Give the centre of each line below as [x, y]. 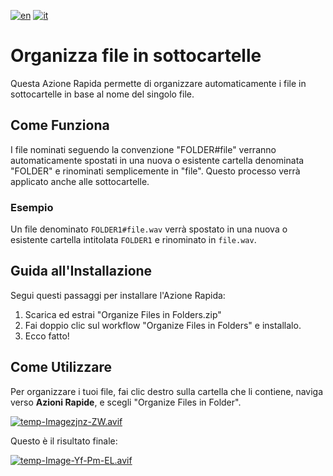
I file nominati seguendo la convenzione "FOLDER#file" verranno [143, 149]
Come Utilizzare [61, 367]
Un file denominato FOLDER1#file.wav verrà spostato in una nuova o [149, 229]
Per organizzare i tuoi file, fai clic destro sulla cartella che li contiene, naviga [167, 391]
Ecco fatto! [47, 336]
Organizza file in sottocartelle [136, 56]
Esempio [32, 207]
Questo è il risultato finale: [64, 441]
